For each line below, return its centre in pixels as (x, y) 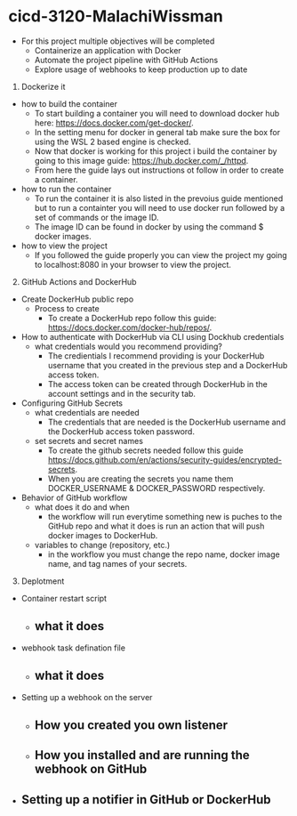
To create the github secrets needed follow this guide (145, 450)
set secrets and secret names (89, 440)
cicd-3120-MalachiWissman (116, 16)
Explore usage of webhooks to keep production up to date (141, 69)
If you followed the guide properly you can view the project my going (161, 254)
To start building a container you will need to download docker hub (157, 113)
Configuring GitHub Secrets (72, 403)
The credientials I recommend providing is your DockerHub (156, 355)
